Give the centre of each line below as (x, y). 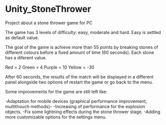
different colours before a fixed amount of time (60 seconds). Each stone (80, 52)
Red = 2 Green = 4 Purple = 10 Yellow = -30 (50, 67)
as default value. (22, 38)
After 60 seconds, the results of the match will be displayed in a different (79, 77)
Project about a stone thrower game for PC (49, 23)
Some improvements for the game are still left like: (56, 91)
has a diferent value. (26, 57)
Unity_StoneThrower (48, 9)
